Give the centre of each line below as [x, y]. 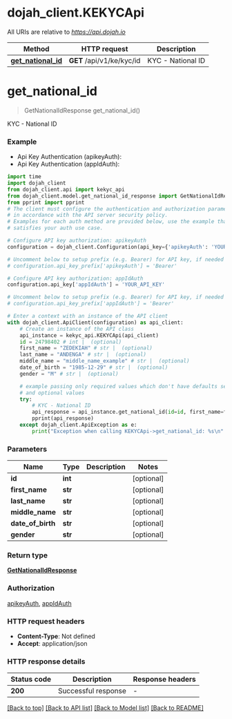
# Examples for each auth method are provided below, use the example [111, 222]
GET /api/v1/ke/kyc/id [105, 60]
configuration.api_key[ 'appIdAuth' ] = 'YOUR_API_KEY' [86, 285]
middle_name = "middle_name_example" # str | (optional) [105, 361]
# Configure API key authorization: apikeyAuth [77, 241]
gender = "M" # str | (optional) [69, 374]
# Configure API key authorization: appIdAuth [75, 278]
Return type [28, 555]
